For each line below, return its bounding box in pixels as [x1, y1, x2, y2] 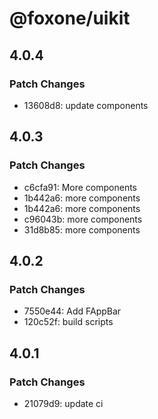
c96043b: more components [23, 213, 143, 225]
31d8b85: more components [23, 223, 141, 236]
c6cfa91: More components [23, 181, 137, 193]
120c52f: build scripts [23, 316, 114, 328]
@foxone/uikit [9, 7, 131, 30]
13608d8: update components [23, 99, 149, 111]
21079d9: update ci [23, 397, 104, 409]
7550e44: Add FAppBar [23, 305, 122, 317]
